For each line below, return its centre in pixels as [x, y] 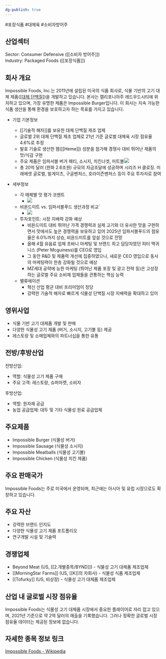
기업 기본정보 [25, 120]
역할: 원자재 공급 [28, 403]
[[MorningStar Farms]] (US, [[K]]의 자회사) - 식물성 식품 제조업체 [76, 573]
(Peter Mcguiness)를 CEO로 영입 [69, 250]
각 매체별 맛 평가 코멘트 [42, 195]
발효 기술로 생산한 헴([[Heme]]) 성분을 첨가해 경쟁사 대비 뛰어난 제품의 [88, 149]
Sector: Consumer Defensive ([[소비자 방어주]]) [53, 55]
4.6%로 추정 [32, 143]
